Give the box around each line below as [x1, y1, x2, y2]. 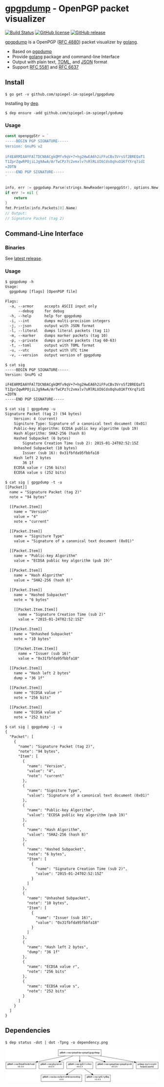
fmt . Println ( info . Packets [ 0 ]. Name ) [5, 206, 78, 211]
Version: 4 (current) [14, 416, 58, 421]
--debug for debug [18, 309, 64, 314]
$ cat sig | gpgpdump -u [5, 407, 56, 411]
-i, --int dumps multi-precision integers [9, 318, 110, 323]
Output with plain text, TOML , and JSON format [12, 59, 107, 65]
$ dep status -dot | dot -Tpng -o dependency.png [5, 1040, 108, 1045]
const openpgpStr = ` [5, 134, 49, 138]
